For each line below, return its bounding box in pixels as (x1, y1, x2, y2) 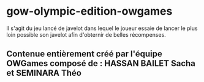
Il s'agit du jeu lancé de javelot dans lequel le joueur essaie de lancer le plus (6, 24, 198, 32)
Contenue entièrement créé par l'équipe (6, 49, 162, 59)
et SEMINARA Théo (6, 68, 81, 78)
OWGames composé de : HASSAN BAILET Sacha (6, 58, 196, 69)
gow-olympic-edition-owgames (6, 4, 173, 18)
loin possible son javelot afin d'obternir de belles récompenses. (6, 31, 167, 38)
